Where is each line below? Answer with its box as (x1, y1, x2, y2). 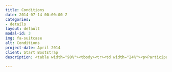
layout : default (5, 26, 40, 31)
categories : (5, 17, 31, 22)
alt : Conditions (5, 41, 40, 46)
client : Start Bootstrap (5, 50, 58, 55)
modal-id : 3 (5, 31, 31, 36)
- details (5, 21, 27, 27)
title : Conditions (5, 7, 45, 13)
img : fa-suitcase (5, 36, 42, 41)
